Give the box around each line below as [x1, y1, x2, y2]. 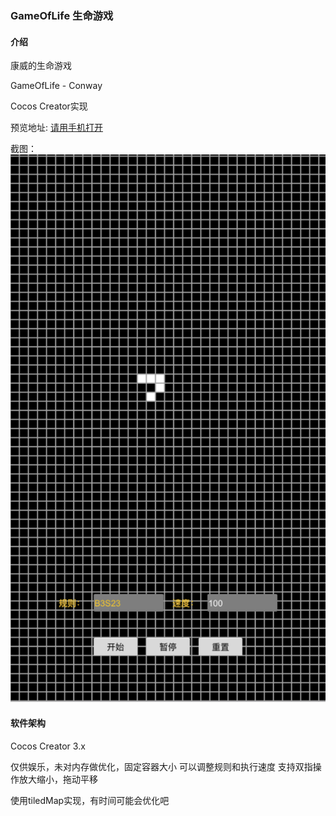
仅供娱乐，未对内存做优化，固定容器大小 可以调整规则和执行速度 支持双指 [10, 760, 313, 772]
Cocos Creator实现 [10, 100, 88, 112]
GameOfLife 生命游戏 [10, 8, 114, 22]
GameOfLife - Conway [10, 80, 103, 92]
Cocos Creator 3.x [10, 740, 86, 752]
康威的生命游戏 [10, 60, 72, 72]
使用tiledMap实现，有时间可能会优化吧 [10, 794, 170, 806]
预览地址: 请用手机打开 [10, 122, 103, 134]
